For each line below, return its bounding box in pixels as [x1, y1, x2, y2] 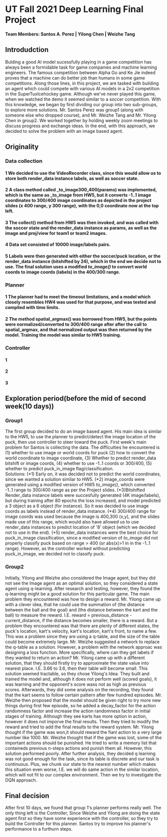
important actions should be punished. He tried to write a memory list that [5, 740, 157, 746]
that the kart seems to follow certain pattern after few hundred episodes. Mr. [5, 692, 163, 698]
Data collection [5, 157, 43, 164]
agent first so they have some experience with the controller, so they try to [5, 815, 159, 821]
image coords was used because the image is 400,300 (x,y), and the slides [5, 513, 160, 519]
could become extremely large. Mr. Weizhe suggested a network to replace [5, 639, 160, 645]
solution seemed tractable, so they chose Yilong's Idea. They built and [5, 670, 150, 677]
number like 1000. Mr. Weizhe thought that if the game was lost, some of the [5, 734, 162, 740]
